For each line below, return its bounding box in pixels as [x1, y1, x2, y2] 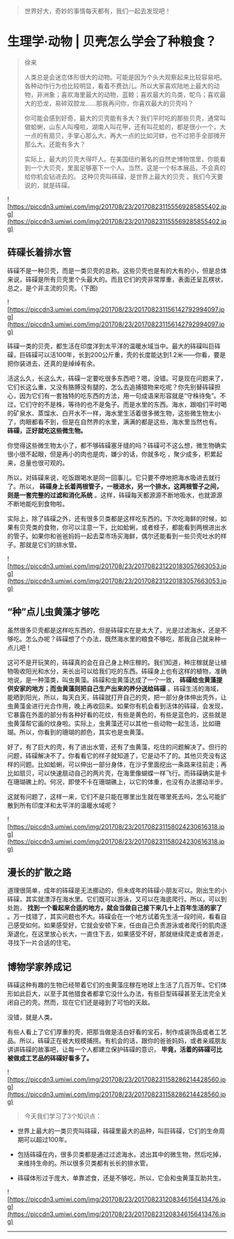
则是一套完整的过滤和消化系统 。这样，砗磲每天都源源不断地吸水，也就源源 [7, 491, 223, 499]
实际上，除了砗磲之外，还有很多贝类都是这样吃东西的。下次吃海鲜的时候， [7, 514, 221, 522]
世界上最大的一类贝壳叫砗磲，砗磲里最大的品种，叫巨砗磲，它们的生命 [17, 1127, 219, 1135]
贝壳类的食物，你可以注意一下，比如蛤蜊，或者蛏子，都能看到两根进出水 [19, 523, 227, 531]
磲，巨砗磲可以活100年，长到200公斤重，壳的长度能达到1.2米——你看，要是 [7, 350, 226, 358]
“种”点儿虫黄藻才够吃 [7, 606, 100, 618]
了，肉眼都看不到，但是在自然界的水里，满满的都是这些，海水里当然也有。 [7, 418, 221, 426]
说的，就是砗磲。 [24, 181, 74, 189]
